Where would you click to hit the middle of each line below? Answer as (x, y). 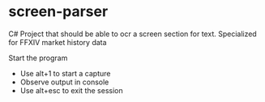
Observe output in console (64, 82)
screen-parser (58, 12)
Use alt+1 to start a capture (65, 73)
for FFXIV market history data (58, 42)
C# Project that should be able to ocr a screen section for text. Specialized (132, 34)
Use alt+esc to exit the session (71, 90)
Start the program (38, 58)
